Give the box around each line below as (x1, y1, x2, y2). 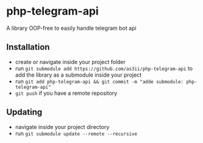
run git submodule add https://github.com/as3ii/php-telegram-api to (15, 65, 193, 72)
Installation (6, 42, 50, 52)
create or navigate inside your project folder (15, 58, 126, 65)
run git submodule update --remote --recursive (15, 130, 138, 137)
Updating (6, 107, 43, 117)
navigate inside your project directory (15, 123, 110, 130)
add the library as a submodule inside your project (15, 71, 142, 78)
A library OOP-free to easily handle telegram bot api (6, 24, 137, 32)
